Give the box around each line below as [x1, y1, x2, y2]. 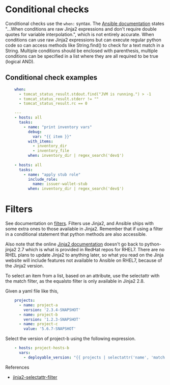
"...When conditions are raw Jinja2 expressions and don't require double [5, 26, 157, 32]
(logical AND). [5, 58, 35, 64]
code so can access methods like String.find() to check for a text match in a [5, 42, 164, 48]
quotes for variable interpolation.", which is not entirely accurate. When [5, 31, 154, 37]
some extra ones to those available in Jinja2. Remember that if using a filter [5, 226, 163, 232]
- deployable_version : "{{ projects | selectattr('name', [23, 355, 149, 360]
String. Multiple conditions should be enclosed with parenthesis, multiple [5, 47, 158, 54]
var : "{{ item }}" [32, 134, 72, 139]
